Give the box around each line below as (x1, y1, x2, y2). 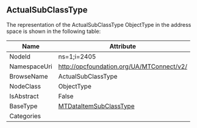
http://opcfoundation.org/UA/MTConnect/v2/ (58, 62, 188, 71)
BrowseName (9, 72, 48, 80)
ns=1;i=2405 (58, 52, 96, 60)
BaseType (9, 102, 38, 110)
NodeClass (9, 82, 41, 90)
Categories (9, 112, 41, 120)
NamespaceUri (9, 62, 53, 71)
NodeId (9, 52, 30, 60)
